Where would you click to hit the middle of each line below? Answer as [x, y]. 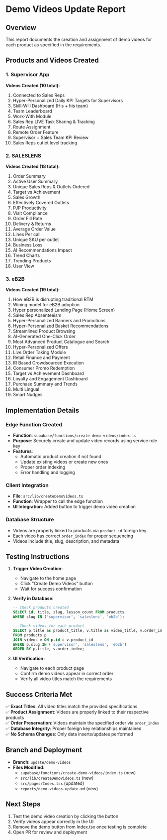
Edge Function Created [34, 424]
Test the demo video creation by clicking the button [66, 816]
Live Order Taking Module [39, 353]
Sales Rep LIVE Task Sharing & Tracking [54, 121]
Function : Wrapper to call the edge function [58, 501]
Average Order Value [34, 229]
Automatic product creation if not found [61, 456]
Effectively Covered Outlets [41, 202]
